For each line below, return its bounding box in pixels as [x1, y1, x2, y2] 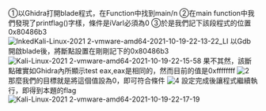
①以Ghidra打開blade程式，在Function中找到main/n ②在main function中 [8, 9, 248, 17]
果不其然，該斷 [203, 56, 252, 65]
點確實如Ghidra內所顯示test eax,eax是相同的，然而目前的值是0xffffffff [8, 66, 236, 75]
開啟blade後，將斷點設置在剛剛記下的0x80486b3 [8, 46, 169, 55]
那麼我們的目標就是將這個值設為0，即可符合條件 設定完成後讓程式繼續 [8, 76, 251, 85]
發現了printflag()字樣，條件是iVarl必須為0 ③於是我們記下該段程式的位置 [14, 18, 252, 28]
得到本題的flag [28, 86, 77, 94]
